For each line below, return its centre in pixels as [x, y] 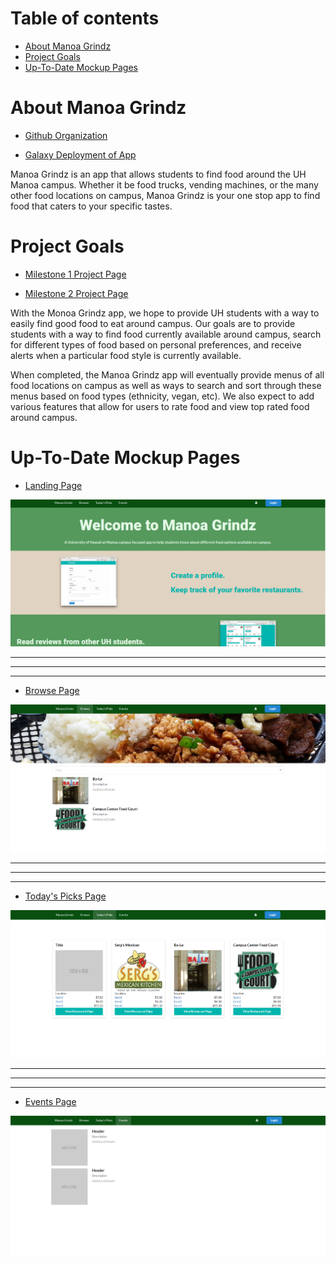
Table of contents [85, 18]
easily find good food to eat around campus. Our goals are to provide [153, 323]
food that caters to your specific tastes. [91, 206]
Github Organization [66, 135]
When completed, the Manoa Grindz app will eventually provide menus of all [167, 374]
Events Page [50, 1101]
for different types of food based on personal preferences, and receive [156, 344]
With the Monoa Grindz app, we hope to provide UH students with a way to [165, 313]
